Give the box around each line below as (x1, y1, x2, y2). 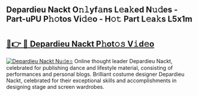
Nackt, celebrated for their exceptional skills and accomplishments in (6, 77, 177, 84)
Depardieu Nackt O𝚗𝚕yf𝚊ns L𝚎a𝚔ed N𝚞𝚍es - (6, 5, 178, 15)
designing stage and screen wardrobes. (6, 83, 105, 90)
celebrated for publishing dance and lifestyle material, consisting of (6, 64, 173, 71)
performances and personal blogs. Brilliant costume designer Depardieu (6, 71, 185, 78)
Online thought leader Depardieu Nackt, (74, 58, 173, 64)
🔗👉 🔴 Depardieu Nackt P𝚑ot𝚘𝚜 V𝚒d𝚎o (6, 39, 155, 49)
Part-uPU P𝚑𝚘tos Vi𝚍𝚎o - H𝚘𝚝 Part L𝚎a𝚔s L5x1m (6, 14, 193, 24)
